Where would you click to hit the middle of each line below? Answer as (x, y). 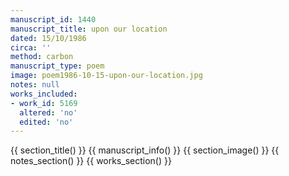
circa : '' (31, 47)
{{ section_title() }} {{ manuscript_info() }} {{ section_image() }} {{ (145, 150)
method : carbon (42, 57)
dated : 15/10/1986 (48, 38)
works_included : (44, 94)
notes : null (35, 85)
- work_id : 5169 (44, 103)
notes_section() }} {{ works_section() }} (91, 161)
